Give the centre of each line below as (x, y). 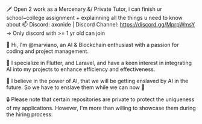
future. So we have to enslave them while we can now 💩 (76, 87)
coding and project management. (48, 51)
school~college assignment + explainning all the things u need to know (94, 18)
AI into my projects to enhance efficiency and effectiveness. (81, 69)
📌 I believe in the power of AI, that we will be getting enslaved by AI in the (97, 81)
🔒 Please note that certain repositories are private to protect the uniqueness (100, 99)
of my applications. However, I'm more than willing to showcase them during (101, 108)
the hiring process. (30, 114)
